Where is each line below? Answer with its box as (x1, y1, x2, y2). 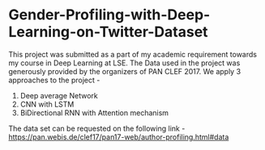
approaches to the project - (8, 75, 100, 85)
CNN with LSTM (19, 99, 75, 109)
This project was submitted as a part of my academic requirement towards (8, 49, 258, 59)
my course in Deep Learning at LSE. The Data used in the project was (8, 58, 241, 68)
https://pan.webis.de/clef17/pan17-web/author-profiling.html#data (8, 131, 229, 142)
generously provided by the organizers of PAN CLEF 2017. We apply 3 (8, 66, 241, 76)
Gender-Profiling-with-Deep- (8, 6, 211, 24)
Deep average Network (19, 90, 99, 100)
